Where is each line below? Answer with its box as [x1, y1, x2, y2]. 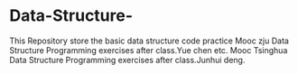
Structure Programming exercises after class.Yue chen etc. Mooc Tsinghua [9, 44, 288, 55]
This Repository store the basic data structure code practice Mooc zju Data [9, 35, 289, 46]
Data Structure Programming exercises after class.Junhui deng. [9, 54, 246, 65]
